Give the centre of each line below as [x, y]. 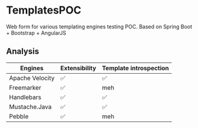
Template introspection [136, 68]
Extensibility [78, 68]
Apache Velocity [32, 78]
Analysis [23, 52]
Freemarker [25, 87]
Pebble [19, 116]
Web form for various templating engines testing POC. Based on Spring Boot [99, 27]
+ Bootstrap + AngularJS [36, 32]
